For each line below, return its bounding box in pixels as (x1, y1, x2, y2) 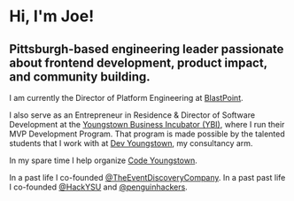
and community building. (9, 69, 151, 84)
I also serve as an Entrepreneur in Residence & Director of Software (9, 110, 255, 120)
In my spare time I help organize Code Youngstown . (9, 155, 197, 166)
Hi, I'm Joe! (9, 6, 95, 27)
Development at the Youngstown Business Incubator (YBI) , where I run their (9, 120, 285, 129)
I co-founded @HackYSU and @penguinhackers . (9, 182, 188, 192)
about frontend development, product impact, (9, 55, 267, 70)
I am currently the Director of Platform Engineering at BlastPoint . (9, 93, 244, 103)
